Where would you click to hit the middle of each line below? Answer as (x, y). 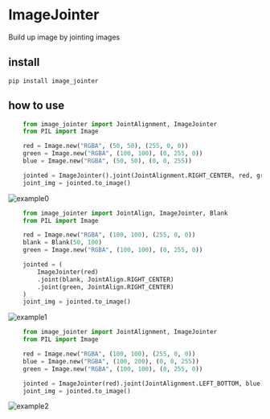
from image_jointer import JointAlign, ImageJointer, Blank (125, 213)
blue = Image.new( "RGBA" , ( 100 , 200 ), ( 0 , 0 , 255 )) (111, 361)
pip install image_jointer (53, 81)
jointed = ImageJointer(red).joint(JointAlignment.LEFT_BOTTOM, (133, 384)
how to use (37, 106)
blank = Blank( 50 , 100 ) (63, 243)
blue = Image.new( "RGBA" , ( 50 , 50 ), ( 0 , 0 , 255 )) (108, 161)
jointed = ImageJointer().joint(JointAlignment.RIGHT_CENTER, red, (138, 175)
